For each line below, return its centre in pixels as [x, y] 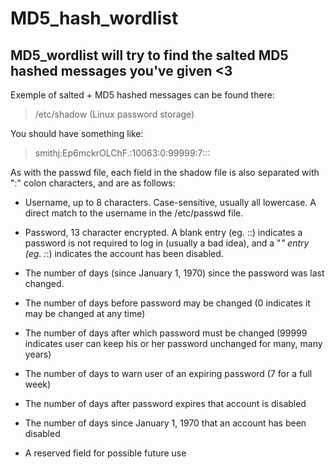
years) [38, 354]
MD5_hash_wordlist [94, 18]
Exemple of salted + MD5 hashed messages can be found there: [142, 95]
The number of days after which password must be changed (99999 [166, 333]
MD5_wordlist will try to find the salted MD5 [149, 55]
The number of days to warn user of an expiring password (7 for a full [168, 373]
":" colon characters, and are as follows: [93, 183]
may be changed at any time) [85, 313]
